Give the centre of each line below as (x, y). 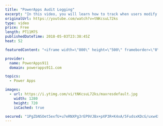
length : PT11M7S (21, 32)
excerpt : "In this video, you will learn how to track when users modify (81, 14)
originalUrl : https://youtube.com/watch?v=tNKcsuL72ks (62, 18)
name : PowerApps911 (29, 63)
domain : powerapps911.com (36, 68)
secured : (14, 116)
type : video (17, 23)
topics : (13, 76)
